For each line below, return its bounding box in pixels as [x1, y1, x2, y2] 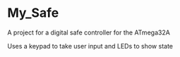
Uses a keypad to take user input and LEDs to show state [7, 42, 174, 50]
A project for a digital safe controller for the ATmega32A [7, 28, 171, 37]
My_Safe [7, 5, 59, 21]
